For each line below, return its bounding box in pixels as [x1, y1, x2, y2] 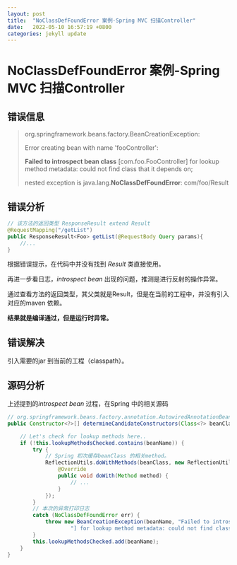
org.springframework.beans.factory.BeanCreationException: [24, 130, 200, 139]
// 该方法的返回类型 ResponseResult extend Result [7, 220, 151, 227]
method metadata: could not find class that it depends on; [24, 165, 193, 173]
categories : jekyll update [7, 30, 87, 37]
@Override [57, 466, 87, 473]
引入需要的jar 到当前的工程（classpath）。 [7, 356, 128, 365]
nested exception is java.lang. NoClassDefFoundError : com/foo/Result [24, 178, 229, 187]
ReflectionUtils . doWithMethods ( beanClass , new [44, 459, 185, 467]
